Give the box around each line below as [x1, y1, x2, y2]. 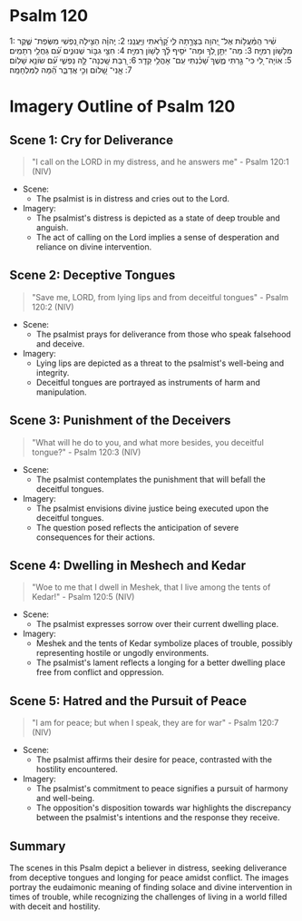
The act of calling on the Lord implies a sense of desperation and [35, 231, 279, 242]
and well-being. [35, 793, 95, 804]
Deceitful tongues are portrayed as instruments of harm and [35, 377, 261, 387]
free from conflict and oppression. [35, 667, 165, 678]
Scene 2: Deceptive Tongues [9, 268, 176, 283]
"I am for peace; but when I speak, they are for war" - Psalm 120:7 [31, 718, 279, 729]
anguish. [35, 221, 69, 232]
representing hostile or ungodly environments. [35, 648, 209, 659]
